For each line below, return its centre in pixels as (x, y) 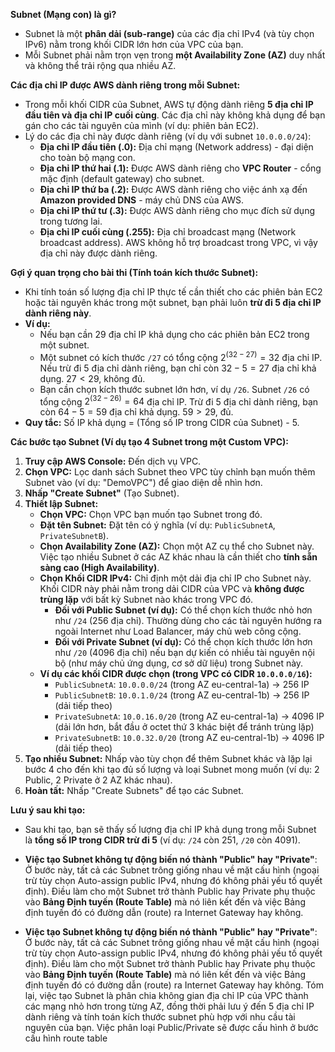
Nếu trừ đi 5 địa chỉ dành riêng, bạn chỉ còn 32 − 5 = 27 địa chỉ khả (178, 368)
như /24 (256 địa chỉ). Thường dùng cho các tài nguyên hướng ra (188, 621)
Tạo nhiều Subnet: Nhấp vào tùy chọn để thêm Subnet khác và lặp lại (168, 759)
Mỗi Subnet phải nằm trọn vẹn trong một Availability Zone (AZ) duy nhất (175, 55)
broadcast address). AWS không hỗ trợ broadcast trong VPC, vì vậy (178, 242)
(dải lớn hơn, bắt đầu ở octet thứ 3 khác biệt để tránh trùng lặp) (184, 727)
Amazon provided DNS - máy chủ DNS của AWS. (142, 200)
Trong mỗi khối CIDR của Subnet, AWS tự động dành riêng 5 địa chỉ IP (169, 104)
